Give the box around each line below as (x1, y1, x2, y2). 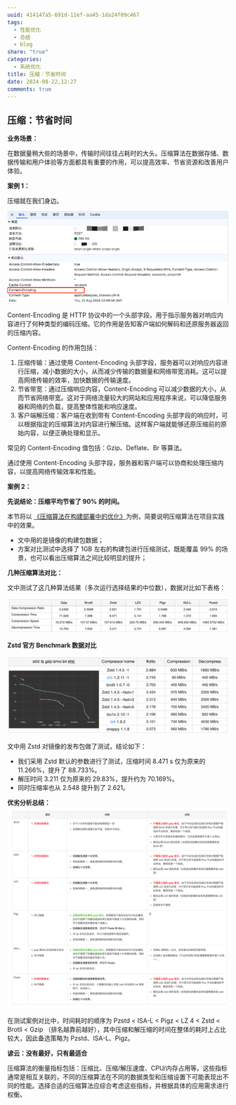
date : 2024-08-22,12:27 (7, 78, 77, 85)
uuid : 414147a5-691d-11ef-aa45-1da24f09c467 (7, 11, 140, 18)
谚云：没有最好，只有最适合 (7, 1049, 88, 1058)
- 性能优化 (13, 26, 41, 33)
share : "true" (7, 49, 49, 56)
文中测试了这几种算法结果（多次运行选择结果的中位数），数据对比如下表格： (7, 584, 226, 592)
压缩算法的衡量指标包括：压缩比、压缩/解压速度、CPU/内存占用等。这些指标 (7, 1064, 228, 1073)
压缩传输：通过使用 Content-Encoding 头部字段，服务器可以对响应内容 (17, 359, 223, 367)
